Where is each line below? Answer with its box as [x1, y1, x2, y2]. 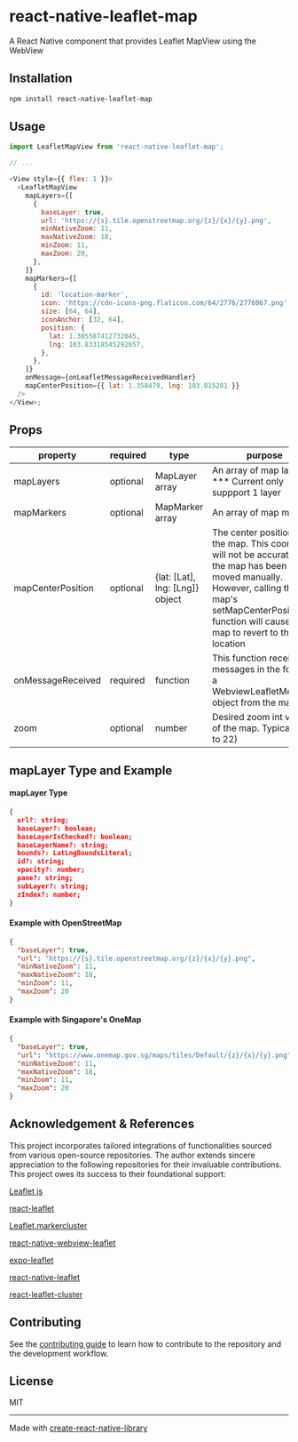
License [9, 1374, 54, 1389]
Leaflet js [9, 1185, 43, 1197]
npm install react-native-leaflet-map [9, 94, 153, 103]
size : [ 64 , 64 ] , [41, 307, 101, 316]
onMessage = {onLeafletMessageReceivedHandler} [25, 373, 197, 382]
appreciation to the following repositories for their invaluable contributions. [9, 1158, 282, 1170]
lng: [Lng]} [154, 581, 200, 594]
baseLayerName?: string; [17, 840, 109, 850]
